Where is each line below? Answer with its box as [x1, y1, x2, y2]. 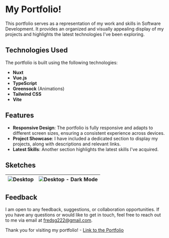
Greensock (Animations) [12, 85, 65, 92]
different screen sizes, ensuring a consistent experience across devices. [12, 130, 165, 136]
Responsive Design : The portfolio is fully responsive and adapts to [12, 125, 153, 131]
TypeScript [12, 80, 37, 86]
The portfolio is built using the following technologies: [5, 59, 118, 66]
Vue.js [12, 75, 27, 81]
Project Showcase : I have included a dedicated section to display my [12, 135, 158, 141]
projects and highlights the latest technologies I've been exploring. [5, 31, 145, 37]
